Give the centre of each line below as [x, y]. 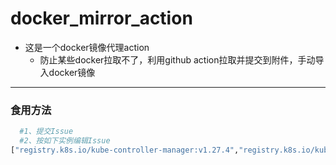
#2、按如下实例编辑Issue [65, 141]
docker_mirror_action [101, 18]
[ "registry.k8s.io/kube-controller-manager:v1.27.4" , [125, 150]
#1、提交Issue [46, 132]
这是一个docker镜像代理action [87, 47]
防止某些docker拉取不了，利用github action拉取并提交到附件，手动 [177, 59]
